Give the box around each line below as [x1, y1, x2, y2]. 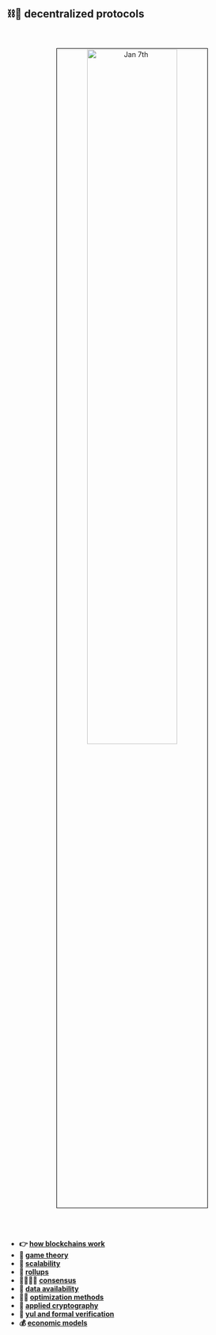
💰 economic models [18, 1318, 88, 1327]
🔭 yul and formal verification [18, 1309, 115, 1318]
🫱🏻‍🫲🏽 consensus [18, 1275, 77, 1285]
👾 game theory [18, 1250, 69, 1260]
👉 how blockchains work [18, 1238, 105, 1248]
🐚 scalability [18, 1258, 61, 1268]
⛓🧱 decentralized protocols [7, 7, 145, 21]
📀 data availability [18, 1284, 79, 1293]
